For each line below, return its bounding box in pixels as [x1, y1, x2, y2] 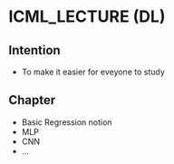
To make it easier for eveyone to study [21, 66, 165, 77]
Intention [8, 43, 61, 58]
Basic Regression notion [21, 116, 112, 128]
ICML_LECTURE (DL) [8, 6, 166, 27]
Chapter [8, 92, 56, 108]
